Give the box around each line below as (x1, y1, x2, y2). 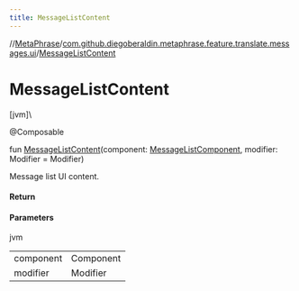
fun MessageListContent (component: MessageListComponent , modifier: (9, 143, 278, 154)
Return (9, 191, 36, 203)
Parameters (9, 212, 54, 223)
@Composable (9, 126, 65, 137)
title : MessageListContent (9, 13, 111, 23)
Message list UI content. (9, 170, 100, 181)
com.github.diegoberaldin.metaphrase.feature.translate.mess (62, 38, 290, 49)
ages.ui (9, 47, 37, 59)
